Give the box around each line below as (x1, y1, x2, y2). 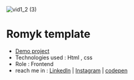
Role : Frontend (15, 60, 54, 67)
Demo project (15, 47, 50, 54)
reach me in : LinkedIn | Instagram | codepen (15, 67, 128, 74)
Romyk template (6, 27, 91, 41)
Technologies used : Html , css (15, 54, 93, 61)
